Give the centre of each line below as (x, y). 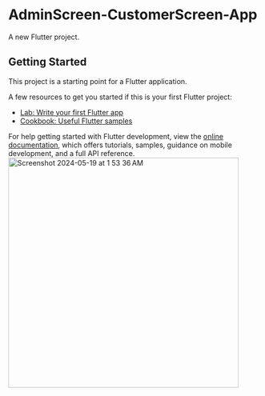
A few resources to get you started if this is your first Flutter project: (120, 97)
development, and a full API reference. (72, 153)
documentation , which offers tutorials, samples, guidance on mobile (120, 145)
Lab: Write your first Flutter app (72, 112)
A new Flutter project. (44, 37)
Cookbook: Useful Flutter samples (76, 121)
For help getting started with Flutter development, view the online (116, 136)
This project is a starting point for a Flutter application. (98, 81)
